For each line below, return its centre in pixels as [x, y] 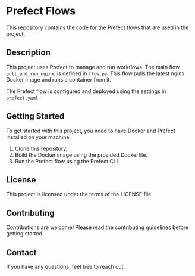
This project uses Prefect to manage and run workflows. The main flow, [94, 67]
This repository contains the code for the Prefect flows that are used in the [97, 27]
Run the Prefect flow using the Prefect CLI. [67, 161]
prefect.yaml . [23, 97]
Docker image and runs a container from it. [59, 79]
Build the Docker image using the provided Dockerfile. [81, 155]
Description [28, 53]
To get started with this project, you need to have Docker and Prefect [91, 131]
